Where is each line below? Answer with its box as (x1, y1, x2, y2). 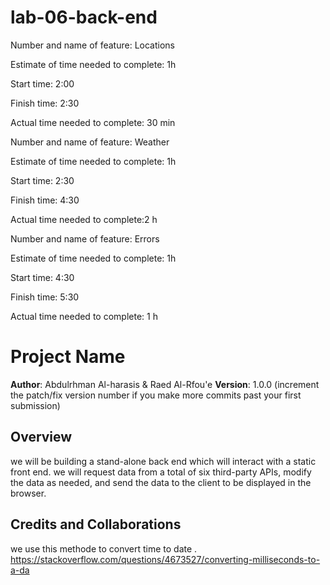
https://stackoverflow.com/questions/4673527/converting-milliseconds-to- (10, 553, 321, 565)
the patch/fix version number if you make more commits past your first (10, 389, 302, 401)
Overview (10, 429, 73, 446)
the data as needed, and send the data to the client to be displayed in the (10, 476, 312, 488)
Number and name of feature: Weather (10, 136, 170, 148)
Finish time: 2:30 (10, 97, 80, 109)
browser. (10, 487, 47, 499)
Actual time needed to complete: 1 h (10, 310, 158, 322)
